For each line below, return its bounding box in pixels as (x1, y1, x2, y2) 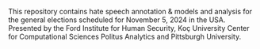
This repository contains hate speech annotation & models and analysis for (8, 7, 252, 16)
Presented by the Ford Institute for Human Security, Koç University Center (8, 24, 250, 32)
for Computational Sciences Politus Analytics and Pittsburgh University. (8, 32, 242, 41)
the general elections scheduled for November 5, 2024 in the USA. (8, 15, 226, 24)
